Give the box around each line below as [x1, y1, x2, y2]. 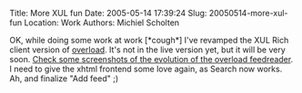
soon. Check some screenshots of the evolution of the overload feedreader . [9, 54, 294, 64]
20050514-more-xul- [208, 8, 288, 18]
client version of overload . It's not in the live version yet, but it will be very [9, 44, 286, 55]
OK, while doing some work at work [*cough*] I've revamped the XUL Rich [9, 35, 289, 45]
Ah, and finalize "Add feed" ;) [9, 73, 119, 84]
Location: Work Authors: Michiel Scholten [24, 17, 180, 28]
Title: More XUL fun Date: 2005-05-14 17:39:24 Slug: [9, 8, 207, 18]
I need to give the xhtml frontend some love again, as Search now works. [9, 63, 283, 74]
